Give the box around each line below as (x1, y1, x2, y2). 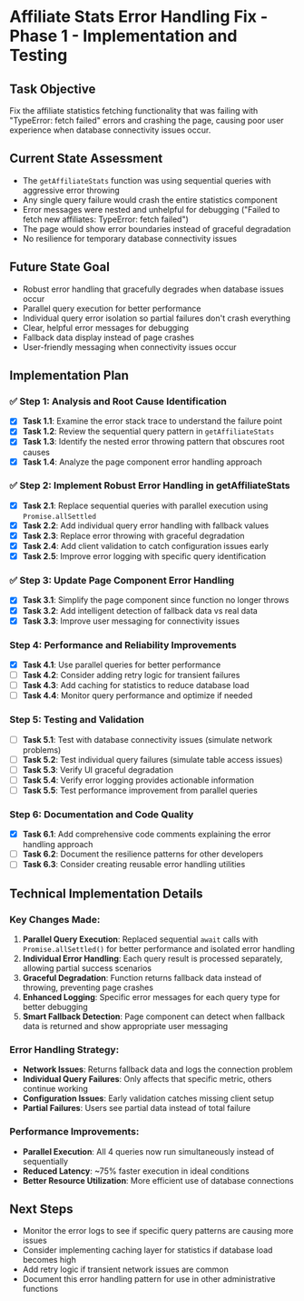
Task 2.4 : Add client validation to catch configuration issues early (22, 541, 270, 552)
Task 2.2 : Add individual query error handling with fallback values (22, 520, 270, 531)
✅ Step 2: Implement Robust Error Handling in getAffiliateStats (9, 479, 290, 492)
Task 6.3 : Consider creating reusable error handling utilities (22, 859, 246, 870)
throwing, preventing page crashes (22, 982, 154, 993)
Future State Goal (9, 259, 111, 275)
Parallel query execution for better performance (22, 303, 201, 314)
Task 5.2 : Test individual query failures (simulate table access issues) (22, 754, 283, 765)
